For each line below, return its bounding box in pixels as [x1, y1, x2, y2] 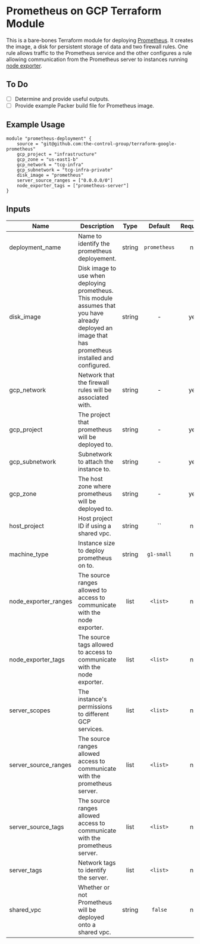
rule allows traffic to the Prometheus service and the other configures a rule [6, 49, 192, 56]
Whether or [78, 883, 110, 891]
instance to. [78, 465, 111, 473]
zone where [78, 482, 111, 491]
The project [78, 410, 111, 419]
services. [78, 725, 104, 733]
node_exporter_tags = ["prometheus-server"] [17, 182, 129, 189]
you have [78, 309, 104, 317]
